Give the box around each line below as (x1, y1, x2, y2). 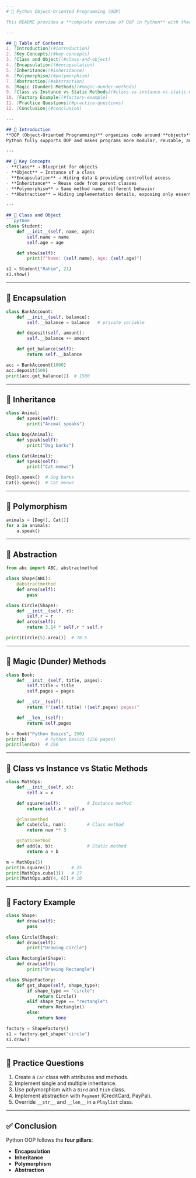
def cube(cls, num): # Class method (16, 822, 124, 828)
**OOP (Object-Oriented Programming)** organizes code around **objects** (6, 132, 192, 138)
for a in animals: (6, 522, 51, 528)
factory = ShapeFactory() (6, 1025, 69, 1031)
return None (37, 1015, 66, 1021)
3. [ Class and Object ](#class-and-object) (6, 57, 111, 63)
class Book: (6, 672, 35, 678)
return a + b (27, 849, 59, 855)
